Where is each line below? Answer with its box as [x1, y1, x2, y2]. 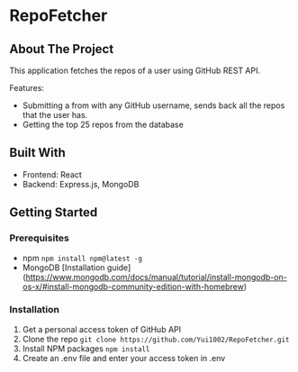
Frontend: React [22, 168, 83, 180]
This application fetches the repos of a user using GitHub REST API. [9, 65, 261, 76]
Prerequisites [9, 231, 69, 244]
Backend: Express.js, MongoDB [22, 178, 140, 189]
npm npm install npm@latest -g [22, 252, 142, 263]
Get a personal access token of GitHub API [22, 323, 182, 334]
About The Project [9, 41, 114, 57]
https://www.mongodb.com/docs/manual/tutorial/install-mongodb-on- [25, 271, 288, 282]
